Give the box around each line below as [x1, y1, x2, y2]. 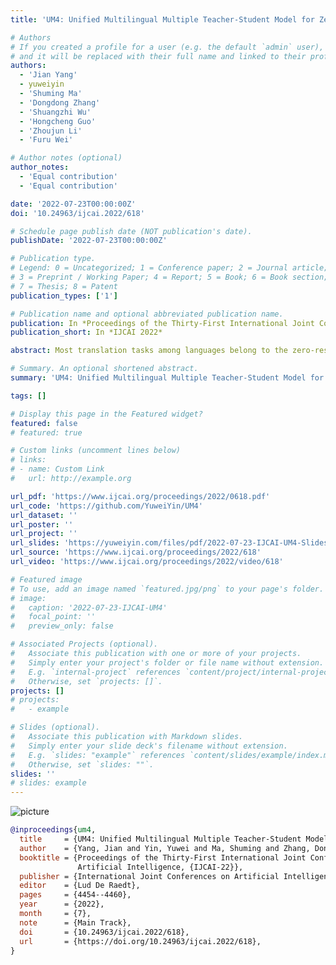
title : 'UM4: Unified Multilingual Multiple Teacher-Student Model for [10, 14, 315, 25]
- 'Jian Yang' [19, 70, 78, 80]
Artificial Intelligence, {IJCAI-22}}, [77, 862, 244, 872]
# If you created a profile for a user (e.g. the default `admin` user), [10, 42, 325, 52]
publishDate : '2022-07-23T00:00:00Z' [10, 236, 168, 246]
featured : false [10, 418, 78, 428]
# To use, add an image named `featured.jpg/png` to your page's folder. [10, 584, 325, 594]
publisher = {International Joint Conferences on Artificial [19, 871, 280, 881]
